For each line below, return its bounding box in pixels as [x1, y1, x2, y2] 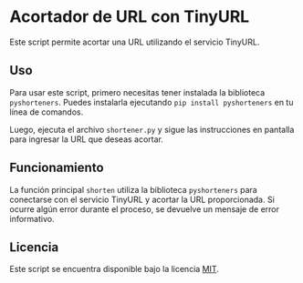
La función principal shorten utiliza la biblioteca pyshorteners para [9, 184, 257, 195]
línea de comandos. [9, 106, 84, 117]
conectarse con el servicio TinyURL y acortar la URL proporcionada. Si [9, 194, 276, 205]
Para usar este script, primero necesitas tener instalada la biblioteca [9, 86, 266, 97]
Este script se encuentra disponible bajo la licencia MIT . [9, 264, 219, 275]
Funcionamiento [9, 160, 104, 176]
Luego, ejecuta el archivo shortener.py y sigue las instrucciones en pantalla [9, 124, 295, 135]
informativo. [9, 213, 55, 224]
